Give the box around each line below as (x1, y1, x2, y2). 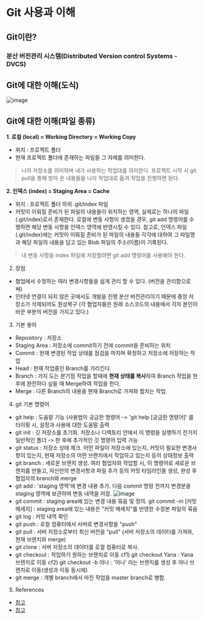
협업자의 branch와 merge (15, 475, 77, 482)
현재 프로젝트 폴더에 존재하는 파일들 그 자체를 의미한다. (15, 154, 146, 161)
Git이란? (6, 32, 37, 42)
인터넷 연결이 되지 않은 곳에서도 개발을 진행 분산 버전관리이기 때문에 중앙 (15, 293, 188, 300)
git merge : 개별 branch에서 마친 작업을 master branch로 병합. (15, 574, 166, 581)
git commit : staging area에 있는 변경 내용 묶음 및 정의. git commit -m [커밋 (15, 497, 197, 505)
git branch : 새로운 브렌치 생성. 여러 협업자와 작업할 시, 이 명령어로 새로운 (15, 460, 190, 467)
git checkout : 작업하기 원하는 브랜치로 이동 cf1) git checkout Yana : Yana (15, 551, 194, 559)
